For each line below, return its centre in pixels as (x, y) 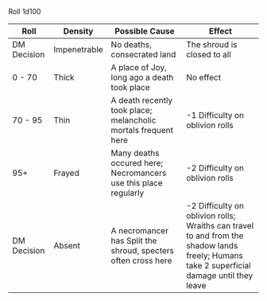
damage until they (220, 276)
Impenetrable (78, 49)
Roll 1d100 (25, 12)
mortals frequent (142, 130)
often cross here (141, 260)
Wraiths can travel (220, 226)
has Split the (134, 240)
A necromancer (140, 231)
